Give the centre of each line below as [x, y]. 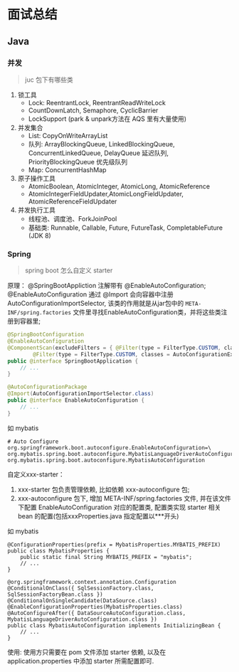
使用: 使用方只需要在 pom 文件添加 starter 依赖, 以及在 [87, 652]
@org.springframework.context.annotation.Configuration [92, 582]
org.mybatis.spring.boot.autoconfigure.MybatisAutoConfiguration [106, 460]
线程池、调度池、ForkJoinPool [73, 218]
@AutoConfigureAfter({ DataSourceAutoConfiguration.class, [97, 613]
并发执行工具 [36, 210]
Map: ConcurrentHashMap [67, 170]
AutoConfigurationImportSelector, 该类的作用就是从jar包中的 [96, 304]
